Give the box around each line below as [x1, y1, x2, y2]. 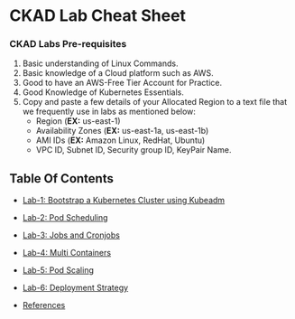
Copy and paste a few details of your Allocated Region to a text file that [22, 97, 288, 108]
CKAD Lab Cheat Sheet [9, 5, 187, 26]
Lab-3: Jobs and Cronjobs [22, 230, 120, 240]
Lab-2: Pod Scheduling [22, 212, 108, 223]
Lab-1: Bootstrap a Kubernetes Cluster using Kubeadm [22, 195, 226, 206]
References [22, 300, 66, 311]
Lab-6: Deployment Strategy [22, 282, 129, 294]
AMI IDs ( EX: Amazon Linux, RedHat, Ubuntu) [35, 135, 206, 145]
